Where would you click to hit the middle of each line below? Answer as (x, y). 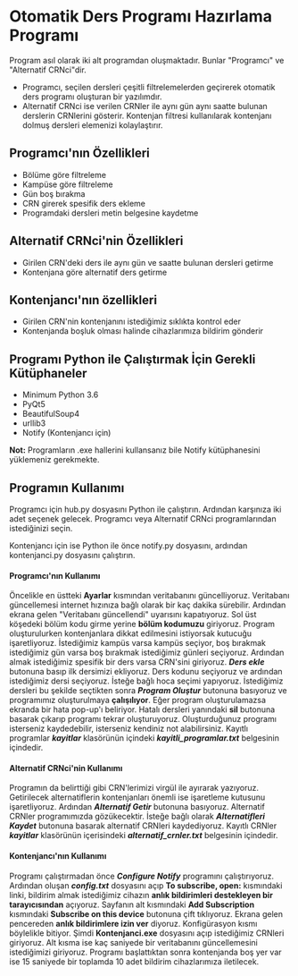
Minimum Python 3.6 (60, 395)
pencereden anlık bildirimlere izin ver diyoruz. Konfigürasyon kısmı (133, 923)
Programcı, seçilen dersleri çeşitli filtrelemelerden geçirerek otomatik (149, 87)
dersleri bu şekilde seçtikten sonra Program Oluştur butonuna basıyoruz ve (148, 691)
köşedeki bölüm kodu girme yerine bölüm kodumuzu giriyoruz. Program (142, 624)
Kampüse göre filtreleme (67, 184)
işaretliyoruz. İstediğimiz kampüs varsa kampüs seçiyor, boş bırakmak (137, 643)
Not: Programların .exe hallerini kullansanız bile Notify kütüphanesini (135, 450)
